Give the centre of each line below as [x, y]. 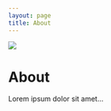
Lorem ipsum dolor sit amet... [56, 99]
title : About [30, 23]
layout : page [30, 15]
